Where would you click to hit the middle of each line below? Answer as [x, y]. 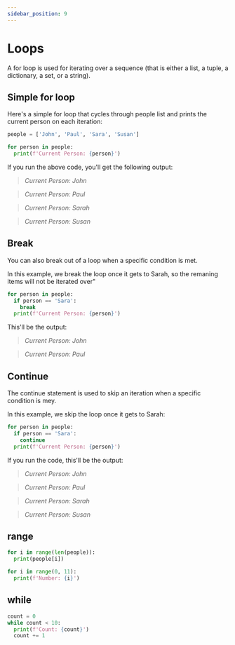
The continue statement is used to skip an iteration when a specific [104, 393]
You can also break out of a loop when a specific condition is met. [102, 260]
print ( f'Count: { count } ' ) [52, 629]
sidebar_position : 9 [38, 14]
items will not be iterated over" [52, 281]
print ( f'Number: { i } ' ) [47, 578]
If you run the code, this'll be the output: [65, 460]
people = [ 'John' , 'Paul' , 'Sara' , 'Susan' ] [73, 135]
